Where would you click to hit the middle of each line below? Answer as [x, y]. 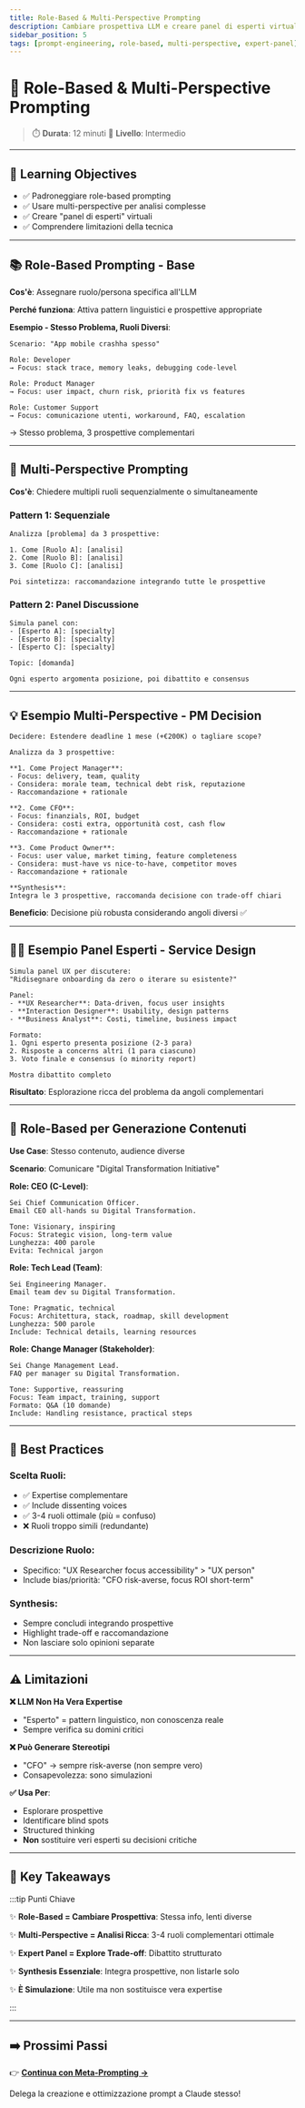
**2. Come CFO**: [42, 808]
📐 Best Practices [57, 1449]
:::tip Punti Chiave [42, 1899]
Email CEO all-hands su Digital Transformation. [103, 1211]
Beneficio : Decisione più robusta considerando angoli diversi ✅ [128, 913]
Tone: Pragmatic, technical [63, 1308]
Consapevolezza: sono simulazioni [87, 1775]
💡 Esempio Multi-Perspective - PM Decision [135, 715]
